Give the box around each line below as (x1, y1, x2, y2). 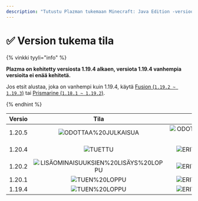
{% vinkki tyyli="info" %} (6, 54, 67, 61)
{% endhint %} (6, 101, 42, 108)
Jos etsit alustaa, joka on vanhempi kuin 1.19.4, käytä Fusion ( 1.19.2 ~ (6, 83, 176, 90)
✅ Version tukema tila (6, 34, 114, 47)
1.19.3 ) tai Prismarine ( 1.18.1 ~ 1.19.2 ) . (6, 89, 105, 96)
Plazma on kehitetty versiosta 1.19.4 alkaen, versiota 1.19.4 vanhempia (6, 65, 181, 73)
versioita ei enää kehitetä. (6, 71, 71, 78)
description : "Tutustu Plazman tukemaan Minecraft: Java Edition (6, 8, 170, 15)
